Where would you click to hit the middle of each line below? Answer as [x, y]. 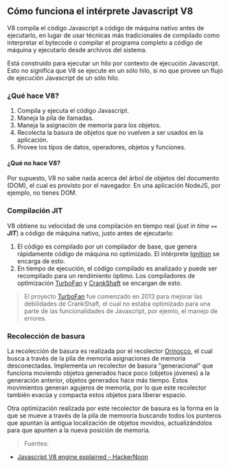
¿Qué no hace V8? [34, 163]
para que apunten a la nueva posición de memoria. [79, 430]
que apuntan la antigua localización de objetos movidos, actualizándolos [110, 423]
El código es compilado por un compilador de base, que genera [107, 246]
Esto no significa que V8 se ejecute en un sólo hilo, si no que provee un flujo [115, 70]
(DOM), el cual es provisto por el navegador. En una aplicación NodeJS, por [114, 186]
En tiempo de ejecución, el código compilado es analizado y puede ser [117, 268]
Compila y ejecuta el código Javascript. [73, 111]
